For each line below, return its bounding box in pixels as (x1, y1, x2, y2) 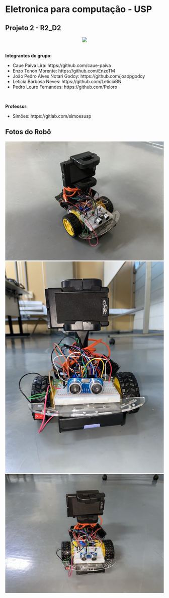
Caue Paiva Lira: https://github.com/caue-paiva (12, 62, 111, 69)
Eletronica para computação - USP (5, 4, 152, 15)
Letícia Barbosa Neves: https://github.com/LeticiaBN (12, 79, 122, 84)
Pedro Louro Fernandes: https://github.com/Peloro (12, 84, 117, 90)
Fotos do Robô (5, 127, 51, 137)
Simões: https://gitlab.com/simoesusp (12, 113, 92, 119)
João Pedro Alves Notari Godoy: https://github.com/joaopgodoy (12, 73, 145, 79)
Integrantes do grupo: (5, 53, 52, 58)
